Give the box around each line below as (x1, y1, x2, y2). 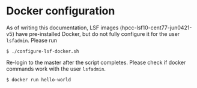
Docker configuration (6, 4, 115, 18)
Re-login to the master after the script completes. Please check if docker (6, 59, 186, 66)
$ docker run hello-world (6, 77, 71, 83)
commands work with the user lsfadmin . (6, 65, 106, 72)
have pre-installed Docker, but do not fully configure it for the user (16, 30, 180, 37)
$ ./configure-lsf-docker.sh (6, 48, 79, 54)
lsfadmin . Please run (6, 37, 58, 44)
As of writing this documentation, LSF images (6, 24, 119, 31)
